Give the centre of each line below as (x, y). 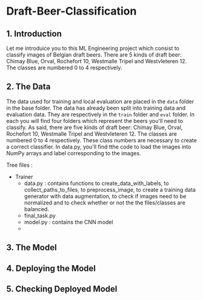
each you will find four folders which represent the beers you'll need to (95, 120)
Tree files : (20, 165)
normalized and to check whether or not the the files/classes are (105, 203)
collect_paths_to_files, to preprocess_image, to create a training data (110, 189)
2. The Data (28, 87)
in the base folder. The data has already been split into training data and (96, 108)
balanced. (37, 209)
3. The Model (32, 248)
